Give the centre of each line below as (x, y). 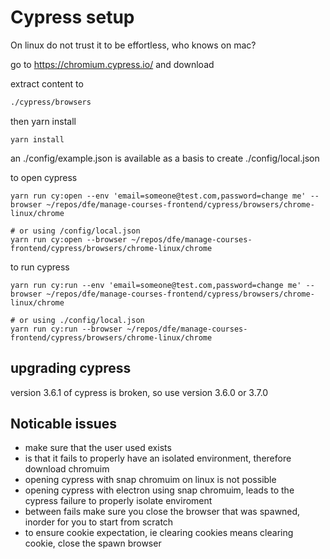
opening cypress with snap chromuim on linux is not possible (150, 480)
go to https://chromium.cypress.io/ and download (112, 64)
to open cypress (44, 177)
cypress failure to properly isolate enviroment (118, 501)
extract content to (47, 83)
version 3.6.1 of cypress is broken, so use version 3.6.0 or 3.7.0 (139, 392)
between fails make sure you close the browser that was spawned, (162, 512)
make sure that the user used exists (98, 448)
